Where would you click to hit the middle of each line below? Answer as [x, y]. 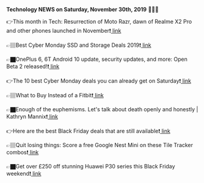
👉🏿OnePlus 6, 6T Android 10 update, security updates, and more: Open [97, 59]
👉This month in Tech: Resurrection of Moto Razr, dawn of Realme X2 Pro [99, 22]
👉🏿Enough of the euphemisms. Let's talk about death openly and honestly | [102, 109]
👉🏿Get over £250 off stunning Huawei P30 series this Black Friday [91, 166]
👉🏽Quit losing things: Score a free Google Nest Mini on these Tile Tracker [100, 145]
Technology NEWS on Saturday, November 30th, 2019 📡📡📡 [82, 9]
